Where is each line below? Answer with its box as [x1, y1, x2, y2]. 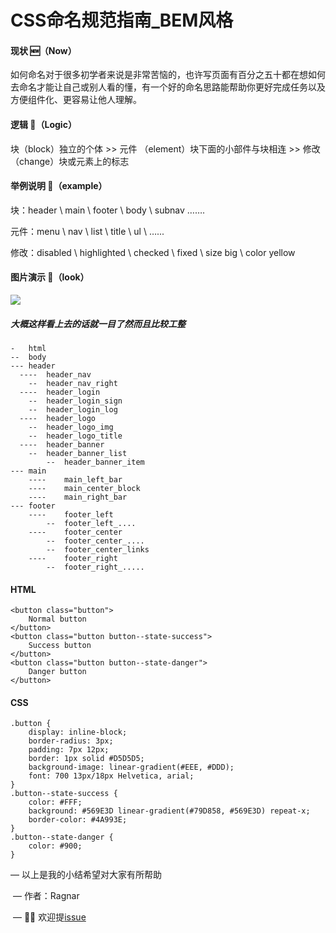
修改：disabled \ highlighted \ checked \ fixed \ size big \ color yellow [10, 246, 296, 258]
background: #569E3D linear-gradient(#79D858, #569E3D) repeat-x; [28, 806, 311, 816]
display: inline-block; [28, 727, 128, 738]
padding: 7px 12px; [28, 745, 110, 755]
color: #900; [28, 841, 83, 851]
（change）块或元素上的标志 [10, 155, 130, 167]
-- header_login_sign [28, 396, 123, 406]
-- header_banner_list [28, 448, 128, 458]
